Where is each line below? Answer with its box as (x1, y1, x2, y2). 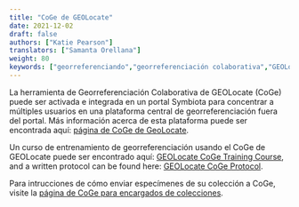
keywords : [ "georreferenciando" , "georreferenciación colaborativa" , (9, 63, 269, 72)
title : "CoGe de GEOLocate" (9, 12, 114, 22)
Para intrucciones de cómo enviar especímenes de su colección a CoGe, (9, 178, 276, 188)
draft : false (9, 29, 58, 38)
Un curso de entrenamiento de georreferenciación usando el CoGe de (9, 141, 266, 152)
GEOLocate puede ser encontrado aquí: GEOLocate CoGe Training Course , (9, 151, 285, 162)
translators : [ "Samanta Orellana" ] (9, 46, 141, 55)
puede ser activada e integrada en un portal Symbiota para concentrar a (9, 96, 274, 107)
